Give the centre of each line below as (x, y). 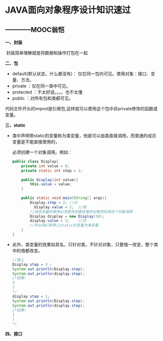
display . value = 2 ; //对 (58, 221)
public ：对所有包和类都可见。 (43, 98)
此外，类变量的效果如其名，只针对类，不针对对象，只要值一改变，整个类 (85, 244)
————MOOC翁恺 (35, 30)
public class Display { (35, 161)
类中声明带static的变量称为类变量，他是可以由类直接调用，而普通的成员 (84, 136)
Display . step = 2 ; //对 (54, 202)
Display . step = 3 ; (32, 264)
